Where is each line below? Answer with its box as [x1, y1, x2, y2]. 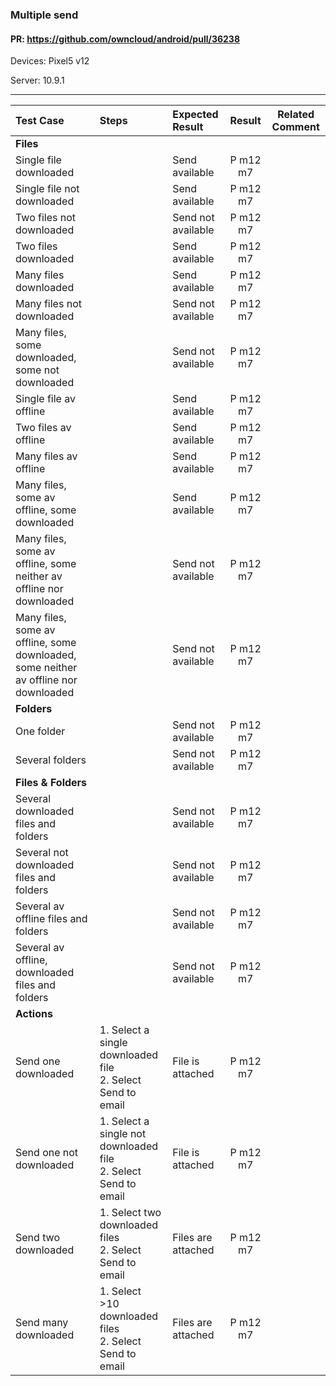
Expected [172, 108, 219, 122]
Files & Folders [15, 776, 88, 790]
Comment [271, 120, 320, 134]
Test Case [15, 114, 65, 128]
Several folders [15, 753, 87, 767]
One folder [15, 724, 66, 738]
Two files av [15, 421, 72, 435]
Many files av [15, 449, 78, 463]
